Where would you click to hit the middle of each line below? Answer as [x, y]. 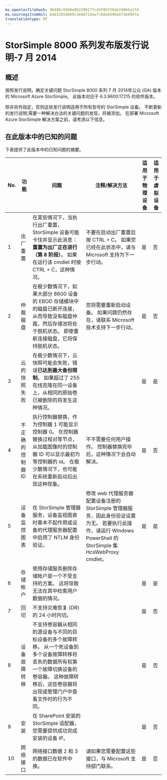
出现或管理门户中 [52, 692]
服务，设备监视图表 [55, 515]
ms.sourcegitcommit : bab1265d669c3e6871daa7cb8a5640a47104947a [72, 14]
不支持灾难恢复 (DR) [56, 608]
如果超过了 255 [62, 378]
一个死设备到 [64, 647]
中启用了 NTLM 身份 [56, 537]
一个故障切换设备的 [55, 669]
